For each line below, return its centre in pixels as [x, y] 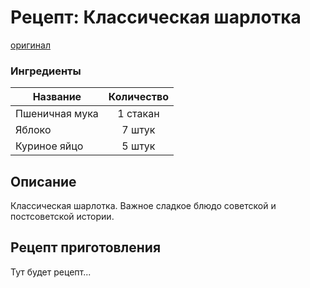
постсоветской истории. [62, 217]
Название [57, 97]
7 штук [138, 130]
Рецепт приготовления [86, 247]
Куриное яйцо [49, 146]
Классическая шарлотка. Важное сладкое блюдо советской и [143, 206]
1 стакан [138, 114]
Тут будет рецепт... [51, 272]
